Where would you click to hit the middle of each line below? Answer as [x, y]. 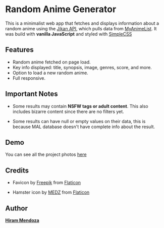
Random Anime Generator [61, 9]
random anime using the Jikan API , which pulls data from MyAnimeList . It [81, 28]
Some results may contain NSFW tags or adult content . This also [80, 106]
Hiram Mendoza [22, 220]
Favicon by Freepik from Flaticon [47, 183]
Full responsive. [29, 78]
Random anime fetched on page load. [51, 62]
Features [19, 50]
